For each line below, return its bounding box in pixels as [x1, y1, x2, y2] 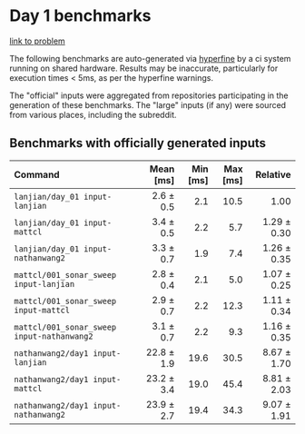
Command [14, 168, 61, 181]
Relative [255, 168, 291, 181]
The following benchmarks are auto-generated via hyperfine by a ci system [9, 53, 291, 64]
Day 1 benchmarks [9, 5, 152, 26]
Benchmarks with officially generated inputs [9, 135, 266, 151]
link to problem [9, 35, 65, 46]
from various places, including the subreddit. [9, 109, 177, 120]
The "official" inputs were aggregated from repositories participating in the [9, 90, 289, 101]
